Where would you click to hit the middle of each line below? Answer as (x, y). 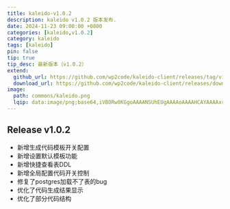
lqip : (21, 102)
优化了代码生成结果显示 (50, 190)
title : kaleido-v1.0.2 (39, 13)
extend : (18, 70)
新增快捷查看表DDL (44, 164)
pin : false (23, 52)
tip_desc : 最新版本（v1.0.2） (47, 64)
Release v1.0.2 (39, 130)
